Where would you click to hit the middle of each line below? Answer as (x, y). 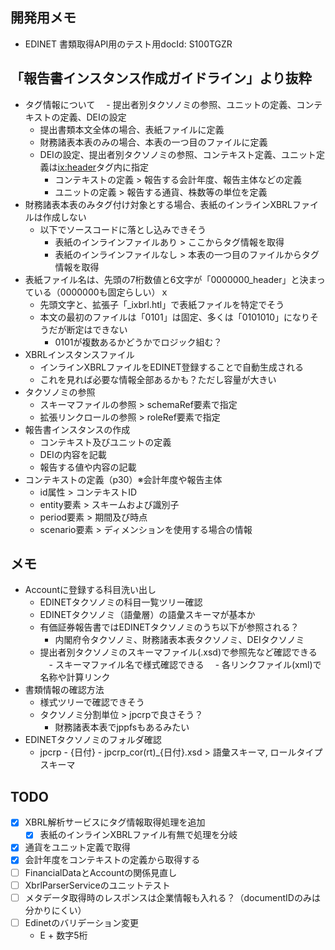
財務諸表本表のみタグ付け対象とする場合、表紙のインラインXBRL (158, 204)
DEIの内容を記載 (73, 454)
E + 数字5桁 (63, 935)
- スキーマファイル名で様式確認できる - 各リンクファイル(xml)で (185, 665)
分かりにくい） (55, 910)
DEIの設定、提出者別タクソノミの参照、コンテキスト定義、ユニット (178, 154)
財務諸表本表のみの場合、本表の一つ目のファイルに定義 (153, 142)
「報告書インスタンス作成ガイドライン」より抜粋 (161, 78)
